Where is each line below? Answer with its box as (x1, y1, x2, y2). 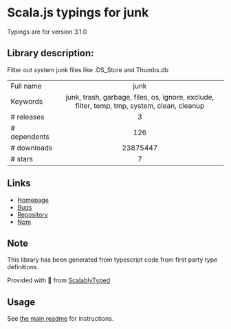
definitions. (7, 263, 39, 271)
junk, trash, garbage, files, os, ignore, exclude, (65, 92, 214, 102)
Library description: (7, 47, 94, 59)
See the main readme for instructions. (7, 315, 114, 323)
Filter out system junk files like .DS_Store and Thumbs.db (7, 65, 169, 73)
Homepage (16, 196, 49, 204)
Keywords (10, 96, 43, 106)
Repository (16, 210, 48, 218)
